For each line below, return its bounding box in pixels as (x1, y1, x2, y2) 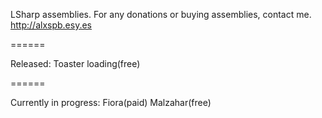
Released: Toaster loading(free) (10, 58, 141, 69)
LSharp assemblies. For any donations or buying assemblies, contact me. (10, 9, 312, 20)
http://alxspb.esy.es (10, 19, 92, 31)
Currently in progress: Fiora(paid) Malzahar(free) (10, 97, 212, 108)
